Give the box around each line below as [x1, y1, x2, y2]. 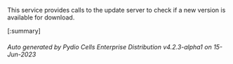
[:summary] [7, 27, 41, 35]
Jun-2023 [7, 50, 36, 58]
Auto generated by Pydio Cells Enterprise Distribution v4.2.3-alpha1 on [7, 42, 212, 51]
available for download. [7, 13, 75, 22]
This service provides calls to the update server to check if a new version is [7, 6, 226, 14]
